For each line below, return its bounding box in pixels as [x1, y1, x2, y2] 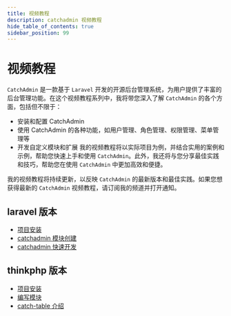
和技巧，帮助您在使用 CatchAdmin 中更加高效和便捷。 [17, 160, 167, 169]
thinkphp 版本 [7, 265, 68, 277]
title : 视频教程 [7, 10, 50, 17]
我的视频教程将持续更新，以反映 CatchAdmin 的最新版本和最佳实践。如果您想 [7, 175, 223, 184]
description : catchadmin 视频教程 [7, 17, 102, 23]
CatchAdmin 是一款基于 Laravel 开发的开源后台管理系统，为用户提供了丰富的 [7, 86, 222, 94]
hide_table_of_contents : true [7, 23, 94, 30]
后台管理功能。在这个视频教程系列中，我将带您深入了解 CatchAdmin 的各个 [7, 94, 217, 102]
